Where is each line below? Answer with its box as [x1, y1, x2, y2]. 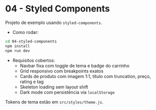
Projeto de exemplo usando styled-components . [5, 19, 102, 25]
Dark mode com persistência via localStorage [19, 89, 115, 95]
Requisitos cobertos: [12, 57, 55, 63]
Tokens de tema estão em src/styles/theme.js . [5, 98, 103, 105]
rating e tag [19, 78, 44, 84]
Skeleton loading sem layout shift [19, 83, 88, 90]
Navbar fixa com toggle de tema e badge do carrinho [19, 62, 130, 68]
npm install [5, 43, 30, 48]
